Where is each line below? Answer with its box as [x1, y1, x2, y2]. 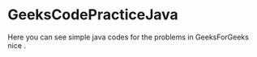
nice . [7, 40, 26, 50]
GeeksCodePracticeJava [7, 6, 179, 24]
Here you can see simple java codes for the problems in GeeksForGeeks [7, 32, 249, 42]
